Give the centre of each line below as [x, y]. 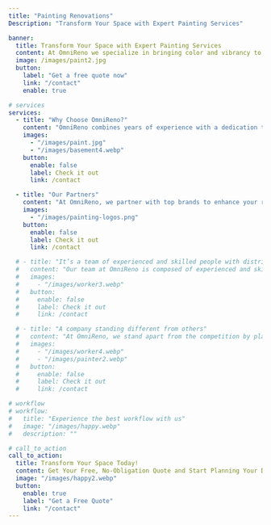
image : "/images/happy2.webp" [66, 478]
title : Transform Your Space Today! [77, 464]
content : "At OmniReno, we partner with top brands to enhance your [140, 203]
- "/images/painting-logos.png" [84, 217]
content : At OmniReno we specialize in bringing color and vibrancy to [139, 53]
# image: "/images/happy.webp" [65, 426]
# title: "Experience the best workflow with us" [97, 418]
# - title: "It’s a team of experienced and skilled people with [128, 262]
